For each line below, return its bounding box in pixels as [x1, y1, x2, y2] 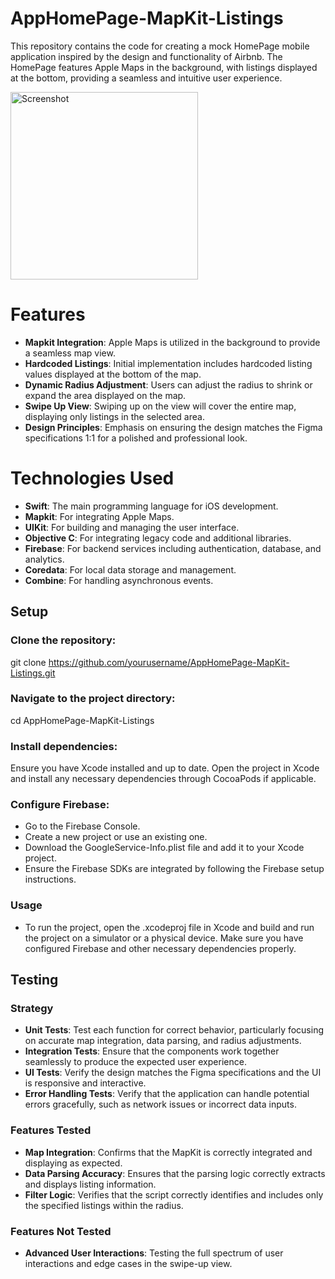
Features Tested [10, 1123, 92, 1137]
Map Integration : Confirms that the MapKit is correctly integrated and [24, 1146, 313, 1158]
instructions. [24, 873, 77, 886]
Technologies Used [10, 467, 175, 490]
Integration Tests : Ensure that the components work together [24, 1045, 280, 1057]
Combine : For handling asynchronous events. [24, 574, 214, 586]
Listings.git [10, 667, 56, 679]
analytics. [24, 553, 65, 565]
